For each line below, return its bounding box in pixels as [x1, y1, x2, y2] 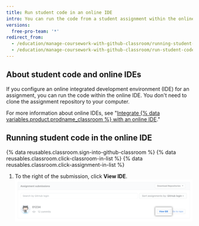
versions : [6, 22, 31, 28]
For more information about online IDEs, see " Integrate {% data [6, 109, 160, 117]
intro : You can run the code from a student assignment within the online [6, 15, 195, 22]
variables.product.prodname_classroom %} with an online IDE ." [6, 115, 161, 122]
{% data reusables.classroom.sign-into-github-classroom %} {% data [6, 148, 176, 156]
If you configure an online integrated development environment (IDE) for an [6, 85, 190, 92]
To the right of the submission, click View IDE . [14, 172, 127, 180]
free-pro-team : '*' [11, 28, 60, 34]
